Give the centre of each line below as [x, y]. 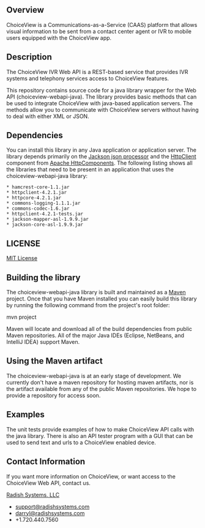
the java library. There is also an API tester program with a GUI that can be [100, 436]
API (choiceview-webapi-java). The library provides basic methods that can [102, 97]
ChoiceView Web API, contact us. [48, 483]
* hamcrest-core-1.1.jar [38, 187]
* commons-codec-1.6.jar [38, 209]
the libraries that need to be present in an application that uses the [90, 169]
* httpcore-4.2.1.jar [34, 198]
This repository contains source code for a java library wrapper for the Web [102, 90]
